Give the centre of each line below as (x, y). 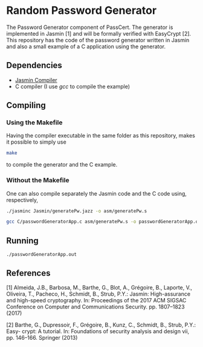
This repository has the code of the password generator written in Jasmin (98, 40)
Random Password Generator (82, 11)
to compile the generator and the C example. (62, 165)
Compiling (26, 105)
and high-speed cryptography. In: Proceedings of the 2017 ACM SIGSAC (96, 300)
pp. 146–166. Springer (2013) (42, 337)
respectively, (22, 200)
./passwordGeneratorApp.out (42, 255)
